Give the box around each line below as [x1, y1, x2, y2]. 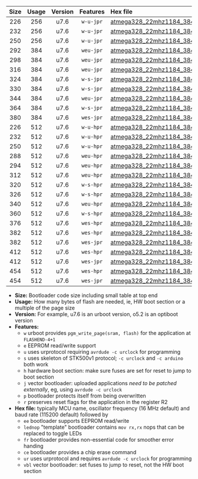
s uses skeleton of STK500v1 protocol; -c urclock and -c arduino [23, 354, 184, 361]
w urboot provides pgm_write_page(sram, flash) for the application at [23, 330, 191, 336]
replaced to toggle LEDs [23, 430, 82, 436]
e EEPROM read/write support [23, 342, 96, 349]
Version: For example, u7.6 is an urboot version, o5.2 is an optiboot [14, 311, 179, 318]
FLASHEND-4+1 [23, 337, 56, 343]
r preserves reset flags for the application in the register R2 [23, 399, 168, 405]
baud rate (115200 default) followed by [14, 411, 108, 418]
